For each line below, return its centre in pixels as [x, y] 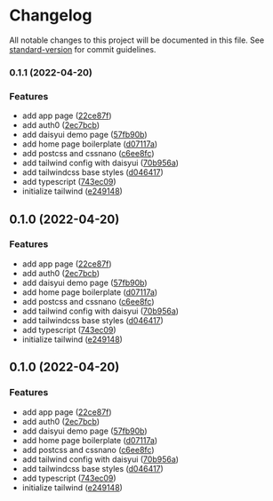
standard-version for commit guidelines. [83, 49]
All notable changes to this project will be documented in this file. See [137, 40]
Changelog [51, 16]
